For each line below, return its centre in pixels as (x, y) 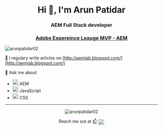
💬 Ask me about (21, 73)
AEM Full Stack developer (81, 25)
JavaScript (30, 91)
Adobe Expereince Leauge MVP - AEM (81, 38)
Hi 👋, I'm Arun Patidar (81, 10)
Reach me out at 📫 (78, 121)
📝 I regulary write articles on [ (35, 58)
